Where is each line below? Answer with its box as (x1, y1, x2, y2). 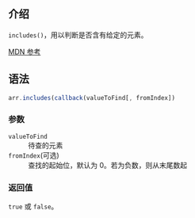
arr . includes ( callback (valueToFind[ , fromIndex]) (8, 94, 176, 101)
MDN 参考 (8, 47, 41, 56)
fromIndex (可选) (8, 150, 59, 160)
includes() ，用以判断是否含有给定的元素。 (8, 30, 148, 40)
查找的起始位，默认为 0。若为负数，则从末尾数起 (28, 160, 188, 170)
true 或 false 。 (8, 201, 59, 212)
